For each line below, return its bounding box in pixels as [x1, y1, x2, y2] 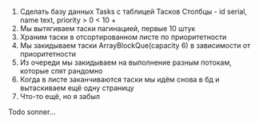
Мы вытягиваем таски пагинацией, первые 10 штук [19, 24, 196, 33]
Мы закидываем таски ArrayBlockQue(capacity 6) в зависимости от [19, 41, 251, 50]
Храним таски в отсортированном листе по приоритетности [19, 32, 227, 42]
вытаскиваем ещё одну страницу [19, 83, 134, 93]
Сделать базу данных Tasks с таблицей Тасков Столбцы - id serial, [19, 7, 248, 16]
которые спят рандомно [19, 66, 103, 75]
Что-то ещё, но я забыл [19, 92, 101, 101]
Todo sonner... [8, 107, 56, 117]
